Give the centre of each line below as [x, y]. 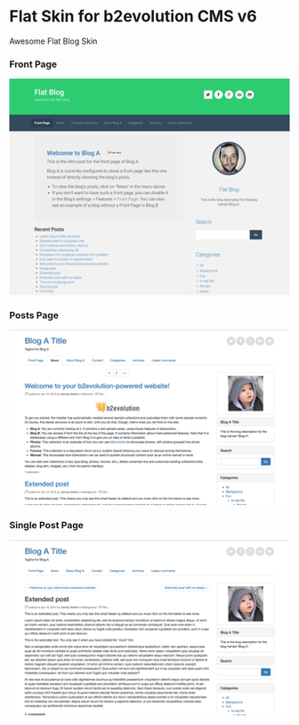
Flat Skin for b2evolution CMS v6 [133, 16]
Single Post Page [47, 525]
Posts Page [34, 315]
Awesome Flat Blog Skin [53, 41]
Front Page [33, 64]
